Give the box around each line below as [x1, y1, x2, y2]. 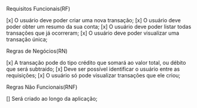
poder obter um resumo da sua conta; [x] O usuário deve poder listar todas [6, 23, 192, 30]
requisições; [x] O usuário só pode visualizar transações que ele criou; [6, 72, 181, 79]
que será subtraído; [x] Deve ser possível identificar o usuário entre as [6, 65, 180, 73]
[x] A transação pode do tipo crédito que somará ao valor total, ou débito [6, 59, 186, 66]
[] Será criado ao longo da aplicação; [6, 95, 98, 102]
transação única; [6, 36, 48, 43]
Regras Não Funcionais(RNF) [6, 83, 78, 91]
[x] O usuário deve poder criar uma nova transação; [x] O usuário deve [6, 17, 181, 23]
